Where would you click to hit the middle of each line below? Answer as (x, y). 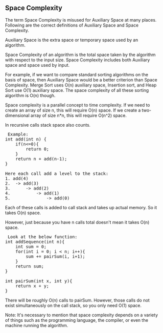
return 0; (37, 149)
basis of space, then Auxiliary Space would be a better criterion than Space (81, 80)
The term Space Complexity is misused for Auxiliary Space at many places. (81, 20)
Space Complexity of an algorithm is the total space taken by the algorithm (80, 55)
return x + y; (32, 286)
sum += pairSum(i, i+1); (56, 256)
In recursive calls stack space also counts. (48, 125)
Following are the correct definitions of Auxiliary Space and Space (72, 25)
